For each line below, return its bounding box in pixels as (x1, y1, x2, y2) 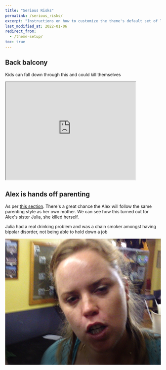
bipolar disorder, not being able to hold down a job (5, 229, 108, 235)
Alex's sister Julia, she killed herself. (5, 214, 79, 220)
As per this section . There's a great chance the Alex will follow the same (5, 203, 152, 209)
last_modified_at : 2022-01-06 (5, 24, 68, 29)
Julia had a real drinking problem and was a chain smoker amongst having (5, 223, 157, 229)
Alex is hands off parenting (5, 190, 90, 198)
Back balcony (5, 59, 48, 67)
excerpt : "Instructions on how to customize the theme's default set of (5, 18, 158, 23)
